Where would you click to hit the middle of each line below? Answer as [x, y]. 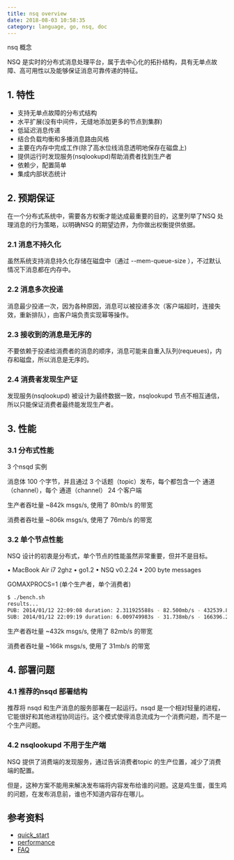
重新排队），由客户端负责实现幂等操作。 [76, 315]
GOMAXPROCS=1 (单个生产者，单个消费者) [69, 584]
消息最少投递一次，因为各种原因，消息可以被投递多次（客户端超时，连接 [111, 306]
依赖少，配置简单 [42, 165]
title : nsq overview [37, 14]
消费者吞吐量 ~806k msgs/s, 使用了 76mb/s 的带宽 [80, 519]
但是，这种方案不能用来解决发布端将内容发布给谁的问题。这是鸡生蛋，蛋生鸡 [117, 785]
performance [36, 843]
